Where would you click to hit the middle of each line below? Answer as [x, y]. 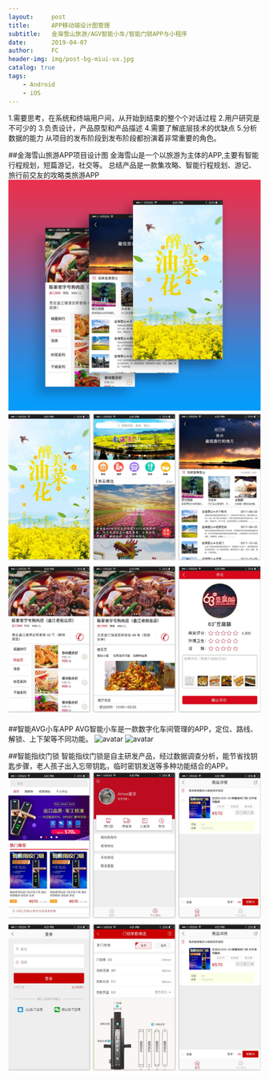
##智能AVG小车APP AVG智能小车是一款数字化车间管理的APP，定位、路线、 [133, 728]
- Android [39, 84]
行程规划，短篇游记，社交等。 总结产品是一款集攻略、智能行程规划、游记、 [132, 165]
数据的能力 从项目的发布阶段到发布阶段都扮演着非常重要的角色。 [114, 138]
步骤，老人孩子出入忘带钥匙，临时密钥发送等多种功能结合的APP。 [124, 766]
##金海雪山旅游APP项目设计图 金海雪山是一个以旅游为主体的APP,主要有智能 [134, 155]
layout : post [37, 17]
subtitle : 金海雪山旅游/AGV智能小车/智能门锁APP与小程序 [98, 34]
